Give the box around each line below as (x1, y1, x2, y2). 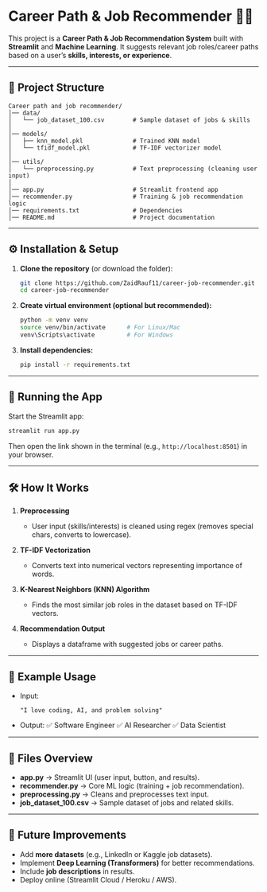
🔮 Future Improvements (8, 828, 127, 842)
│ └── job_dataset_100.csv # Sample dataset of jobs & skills (8, 115, 250, 124)
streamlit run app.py (8, 427, 80, 434)
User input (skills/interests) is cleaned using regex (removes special (31, 521, 254, 532)
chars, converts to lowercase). (31, 530, 132, 539)
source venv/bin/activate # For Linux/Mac (19, 324, 180, 332)
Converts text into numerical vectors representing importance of (31, 561, 242, 571)
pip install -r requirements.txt (19, 360, 131, 368)
